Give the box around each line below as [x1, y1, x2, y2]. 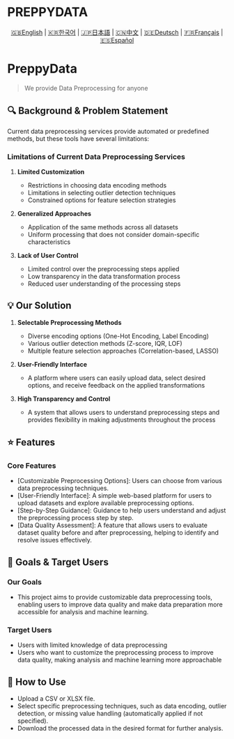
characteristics [27, 238, 71, 246]
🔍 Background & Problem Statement [7, 105, 169, 117]
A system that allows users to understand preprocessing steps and [27, 408, 220, 416]
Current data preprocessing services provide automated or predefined [7, 127, 210, 135]
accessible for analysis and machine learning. [17, 608, 149, 616]
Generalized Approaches [17, 209, 92, 218]
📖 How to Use [7, 676, 66, 687]
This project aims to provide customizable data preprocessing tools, [17, 593, 212, 602]
